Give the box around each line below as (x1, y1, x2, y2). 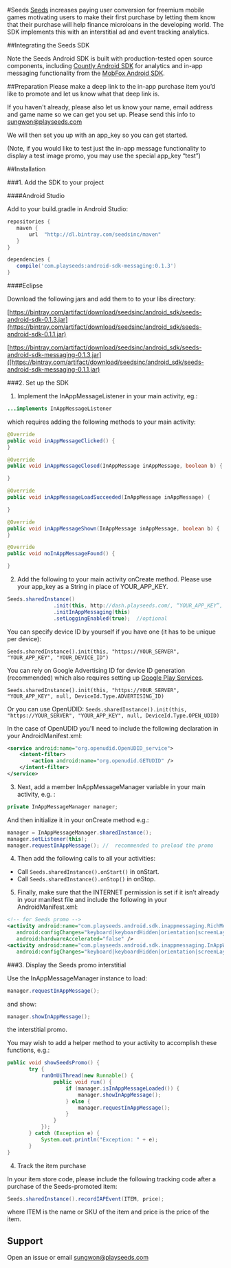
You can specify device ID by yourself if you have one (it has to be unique (7, 627, 217, 636)
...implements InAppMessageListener (7, 405, 112, 412)
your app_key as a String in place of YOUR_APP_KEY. (16, 583, 168, 590)
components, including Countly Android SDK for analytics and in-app (7, 62, 203, 69)
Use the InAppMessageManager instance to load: (7, 974, 148, 982)
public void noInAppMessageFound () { (7, 550, 115, 557)
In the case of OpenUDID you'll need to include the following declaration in (7, 724, 219, 732)
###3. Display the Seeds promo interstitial (7, 960, 126, 969)
